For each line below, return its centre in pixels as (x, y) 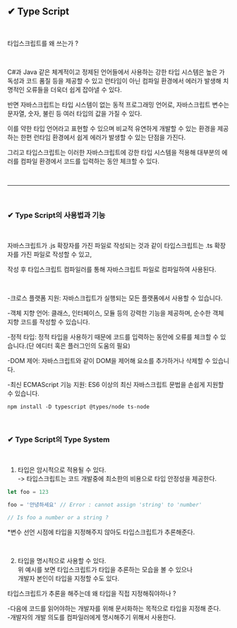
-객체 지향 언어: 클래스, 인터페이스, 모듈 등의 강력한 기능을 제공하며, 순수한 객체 (116, 313)
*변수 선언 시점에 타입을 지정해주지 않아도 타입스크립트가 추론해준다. (101, 532)
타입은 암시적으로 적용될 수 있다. (62, 470)
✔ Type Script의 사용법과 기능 (56, 215)
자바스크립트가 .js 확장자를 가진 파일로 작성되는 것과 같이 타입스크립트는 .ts (110, 246)
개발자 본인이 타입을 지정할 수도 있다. (68, 579)
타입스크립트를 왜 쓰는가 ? (43, 43)
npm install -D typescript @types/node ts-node (79, 407)
